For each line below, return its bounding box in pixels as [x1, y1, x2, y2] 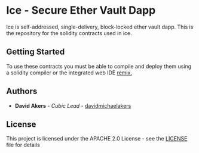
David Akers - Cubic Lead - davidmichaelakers [14, 102, 131, 109]
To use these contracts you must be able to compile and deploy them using [6, 63, 192, 70]
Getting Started [6, 47, 65, 57]
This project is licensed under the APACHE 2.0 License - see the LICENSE [6, 135, 188, 142]
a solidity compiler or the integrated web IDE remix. [6, 69, 133, 76]
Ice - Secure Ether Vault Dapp [6, 4, 156, 17]
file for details [6, 141, 40, 149]
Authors [6, 86, 38, 96]
